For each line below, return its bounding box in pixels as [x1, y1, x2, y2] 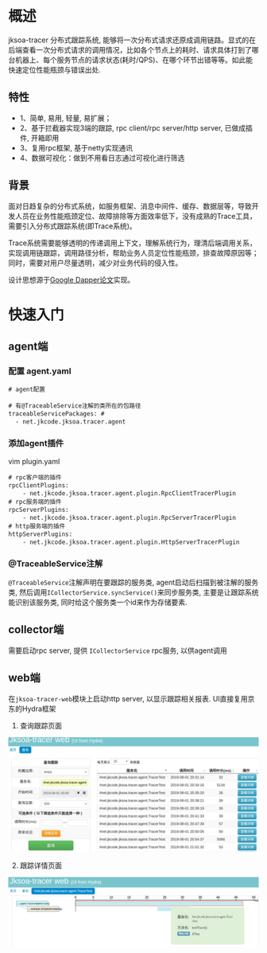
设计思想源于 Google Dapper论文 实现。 [8, 275, 135, 284]
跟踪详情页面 [19, 861, 62, 870]
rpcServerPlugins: [8, 506, 69, 514]
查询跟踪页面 [19, 721, 62, 730]
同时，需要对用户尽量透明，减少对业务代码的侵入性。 [8, 258, 183, 268]
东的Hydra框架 [8, 704, 56, 713]
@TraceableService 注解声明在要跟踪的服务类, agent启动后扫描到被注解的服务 [8, 578, 259, 588]
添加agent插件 [8, 438, 64, 449]
